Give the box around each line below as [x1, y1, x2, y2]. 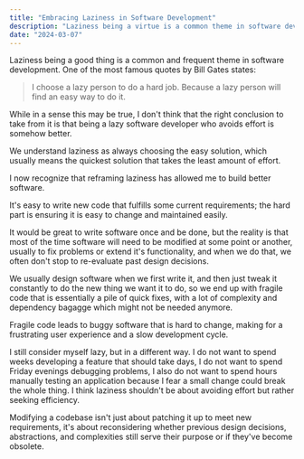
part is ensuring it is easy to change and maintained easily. [9, 210, 228, 220]
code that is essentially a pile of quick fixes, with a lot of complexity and [9, 293, 278, 304]
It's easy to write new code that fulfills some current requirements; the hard [9, 200, 291, 211]
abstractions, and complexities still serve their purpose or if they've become [9, 431, 293, 443]
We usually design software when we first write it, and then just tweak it [9, 273, 278, 285]
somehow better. [9, 128, 72, 139]
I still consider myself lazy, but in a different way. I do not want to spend [9, 347, 277, 358]
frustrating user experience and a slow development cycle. [9, 329, 229, 340]
